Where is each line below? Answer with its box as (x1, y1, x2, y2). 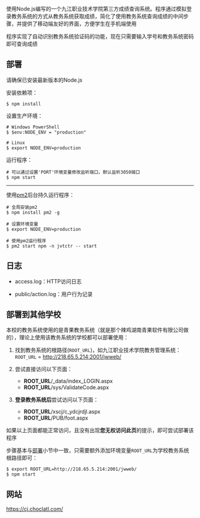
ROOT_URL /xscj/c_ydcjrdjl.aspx (23, 408, 101, 415)
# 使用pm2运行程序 (6, 238, 46, 243)
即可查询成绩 (6, 41, 37, 47)
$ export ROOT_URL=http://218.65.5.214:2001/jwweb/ (6, 466, 137, 473)
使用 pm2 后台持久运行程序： (6, 191, 75, 198)
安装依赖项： (6, 89, 37, 96)
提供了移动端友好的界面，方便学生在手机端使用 (21, 20, 137, 27)
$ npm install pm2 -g (6, 209, 60, 215)
